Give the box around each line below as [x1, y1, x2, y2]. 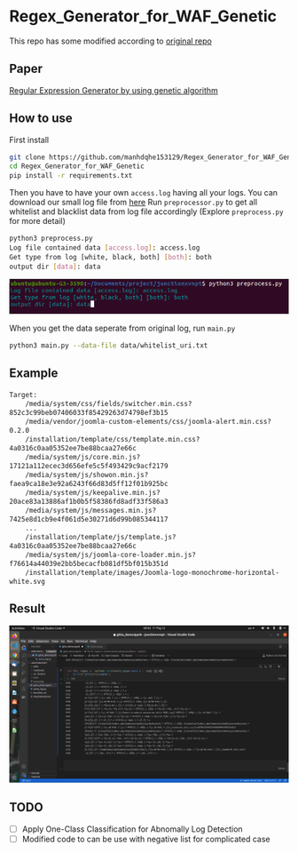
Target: [9, 390, 38, 399]
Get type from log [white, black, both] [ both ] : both [9, 252, 213, 261]
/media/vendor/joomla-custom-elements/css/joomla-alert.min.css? [25, 417, 272, 426]
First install [9, 134, 50, 145]
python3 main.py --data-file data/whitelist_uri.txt [9, 341, 208, 350]
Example [9, 366, 59, 381]
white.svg [9, 577, 46, 586]
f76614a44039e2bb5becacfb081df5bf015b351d [9, 559, 169, 568]
